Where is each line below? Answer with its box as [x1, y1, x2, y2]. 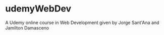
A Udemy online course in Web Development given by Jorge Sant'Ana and [5, 19, 159, 25]
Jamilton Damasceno [5, 24, 49, 30]
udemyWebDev [5, 3, 72, 14]
